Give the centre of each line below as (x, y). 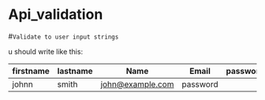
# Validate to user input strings (63, 36)
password (200, 84)
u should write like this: (46, 51)
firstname (31, 71)
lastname (75, 71)
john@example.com (137, 84)
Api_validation (56, 15)
